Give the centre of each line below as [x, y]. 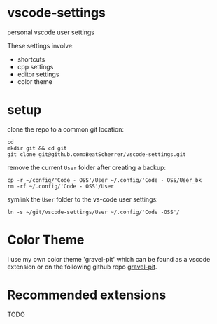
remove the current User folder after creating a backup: [87, 167]
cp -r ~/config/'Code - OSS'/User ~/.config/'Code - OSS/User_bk [104, 180]
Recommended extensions [87, 295]
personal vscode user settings [51, 32]
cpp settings [35, 66]
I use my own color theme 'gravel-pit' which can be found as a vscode [109, 259]
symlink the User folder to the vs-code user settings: [83, 199]
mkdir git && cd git [37, 148]
